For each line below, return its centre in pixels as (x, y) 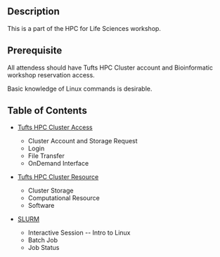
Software (41, 206)
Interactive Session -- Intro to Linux (79, 233)
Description (33, 12)
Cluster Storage (51, 191)
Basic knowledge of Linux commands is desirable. (80, 88)
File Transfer (46, 156)
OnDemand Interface (58, 164)
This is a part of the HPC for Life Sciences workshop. (84, 28)
